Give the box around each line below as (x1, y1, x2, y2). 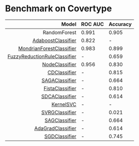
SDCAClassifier (41, 93, 77, 100)
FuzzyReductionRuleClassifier (7, 53, 77, 59)
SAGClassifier (45, 117, 77, 123)
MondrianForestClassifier (18, 45, 77, 52)
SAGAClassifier (41, 77, 77, 84)
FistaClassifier (43, 85, 77, 91)
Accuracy (108, 21, 132, 28)
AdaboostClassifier (32, 37, 77, 44)
